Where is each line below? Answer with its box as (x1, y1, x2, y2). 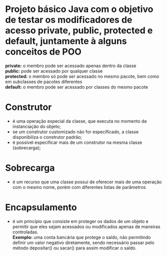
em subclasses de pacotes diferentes (5, 79, 82, 85)
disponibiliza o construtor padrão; (12, 134, 82, 140)
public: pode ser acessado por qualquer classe (5, 68, 103, 74)
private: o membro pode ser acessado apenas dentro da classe (5, 63, 136, 69)
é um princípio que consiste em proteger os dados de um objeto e (12, 218, 149, 224)
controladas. (12, 229, 38, 235)
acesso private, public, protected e (5, 25, 153, 36)
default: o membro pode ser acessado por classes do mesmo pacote (5, 84, 148, 90)
